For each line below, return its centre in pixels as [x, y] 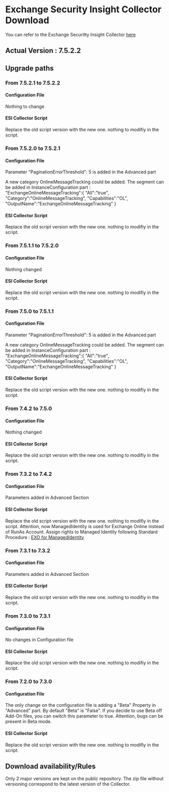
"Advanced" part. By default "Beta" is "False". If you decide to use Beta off [84, 711]
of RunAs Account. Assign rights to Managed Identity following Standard [81, 532]
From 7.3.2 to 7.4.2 [29, 474]
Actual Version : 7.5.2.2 [43, 51]
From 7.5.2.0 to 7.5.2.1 [33, 148]
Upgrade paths [30, 68]
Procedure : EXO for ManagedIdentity [45, 537]
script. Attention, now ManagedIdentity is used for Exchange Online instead [85, 526]
